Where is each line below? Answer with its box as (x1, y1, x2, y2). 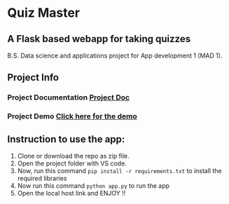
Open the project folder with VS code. (17, 159, 127, 168)
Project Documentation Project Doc (7, 93, 130, 102)
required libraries (17, 174, 67, 183)
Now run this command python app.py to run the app (17, 182, 170, 190)
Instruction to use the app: (7, 133, 125, 145)
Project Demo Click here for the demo (7, 111, 138, 121)
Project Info (7, 72, 60, 83)
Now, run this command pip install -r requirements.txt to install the (17, 167, 222, 175)
